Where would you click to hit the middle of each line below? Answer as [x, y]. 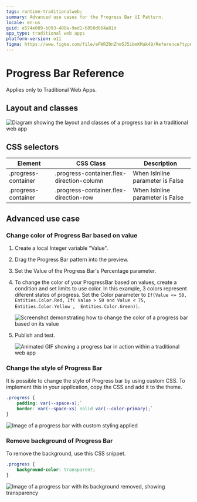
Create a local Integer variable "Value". [61, 248]
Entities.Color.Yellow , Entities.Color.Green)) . [77, 306]
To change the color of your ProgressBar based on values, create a [96, 282]
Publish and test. [35, 335]
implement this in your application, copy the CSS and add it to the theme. [94, 387]
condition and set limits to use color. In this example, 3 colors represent [101, 289]
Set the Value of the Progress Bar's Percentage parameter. [85, 271]
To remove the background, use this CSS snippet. [66, 454]
